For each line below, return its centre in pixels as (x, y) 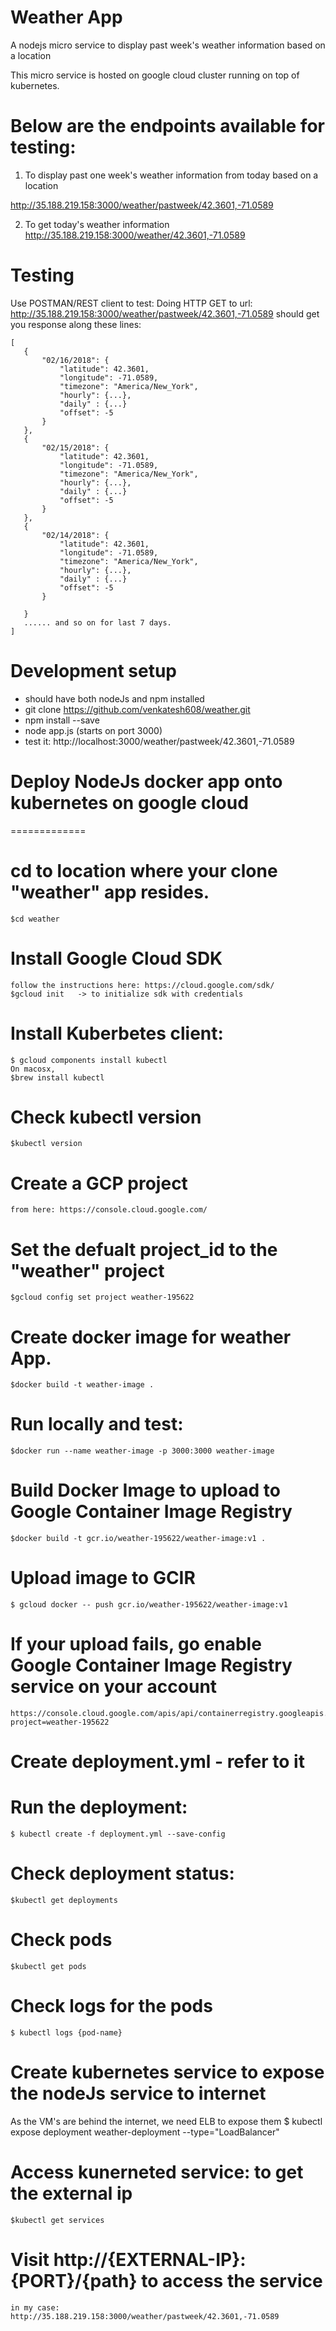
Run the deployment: (99, 1807)
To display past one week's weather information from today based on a (171, 175)
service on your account (114, 1687)
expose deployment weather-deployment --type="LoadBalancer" (145, 2132)
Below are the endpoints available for (167, 126)
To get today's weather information (97, 224)
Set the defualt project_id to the (144, 1249)
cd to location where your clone (144, 870)
